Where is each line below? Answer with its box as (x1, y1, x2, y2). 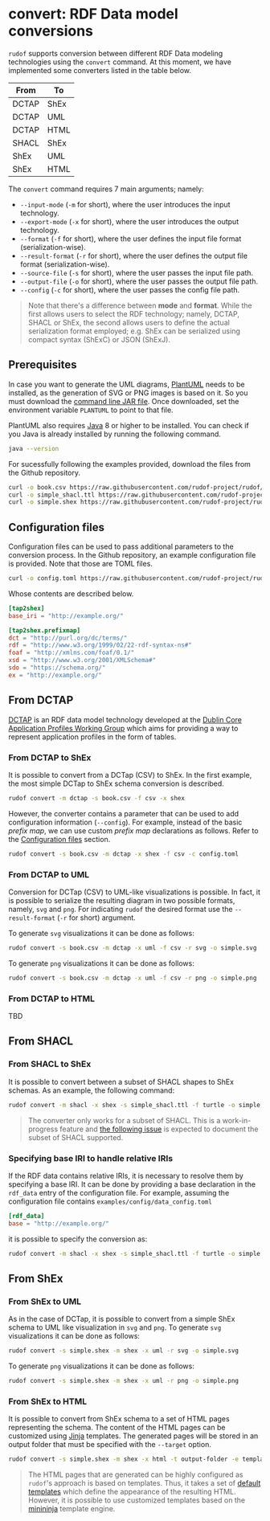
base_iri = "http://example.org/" (8, 611, 125, 619)
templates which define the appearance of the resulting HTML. (27, 1487, 236, 1497)
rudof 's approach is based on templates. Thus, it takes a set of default (27, 1478, 261, 1488)
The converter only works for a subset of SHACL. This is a (27, 1115, 221, 1125)
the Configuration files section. (8, 834, 111, 844)
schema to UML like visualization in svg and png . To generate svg (8, 1323, 222, 1332)
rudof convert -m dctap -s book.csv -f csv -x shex (8, 794, 185, 802)
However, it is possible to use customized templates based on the (27, 1495, 246, 1505)
